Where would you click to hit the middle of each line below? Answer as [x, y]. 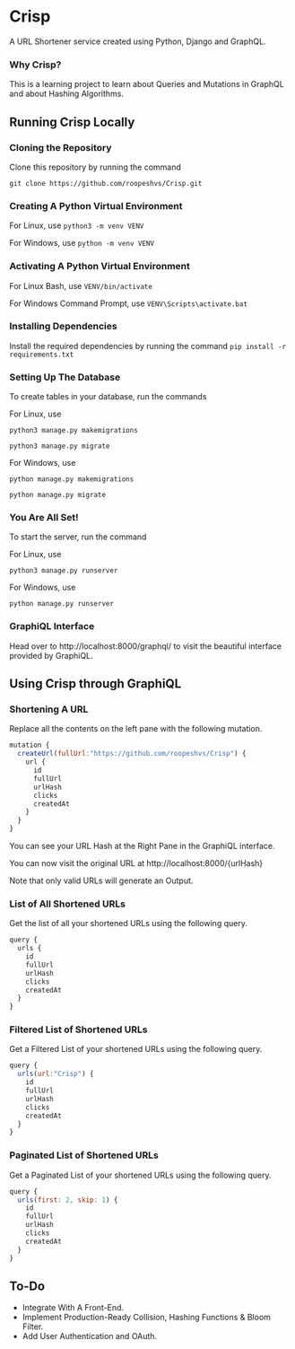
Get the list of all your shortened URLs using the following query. [129, 924]
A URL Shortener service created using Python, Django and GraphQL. [138, 41]
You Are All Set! [44, 518]
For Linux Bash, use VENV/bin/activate [81, 285]
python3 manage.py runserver [64, 571]
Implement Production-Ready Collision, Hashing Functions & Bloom [147, 1318]
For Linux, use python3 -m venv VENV [77, 225]
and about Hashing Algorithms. [66, 94]
